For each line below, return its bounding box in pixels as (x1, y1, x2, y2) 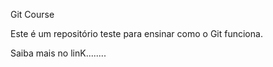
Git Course (10, 9, 55, 20)
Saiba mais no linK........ (10, 47, 107, 59)
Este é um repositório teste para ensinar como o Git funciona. (10, 28, 263, 39)
